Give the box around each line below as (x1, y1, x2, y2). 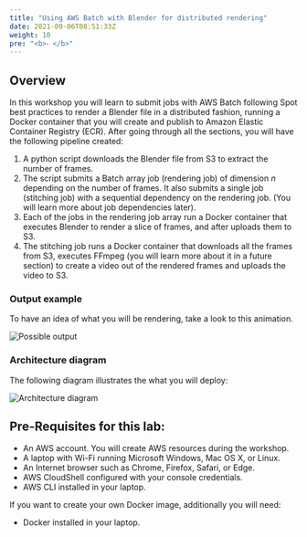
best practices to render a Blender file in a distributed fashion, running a (9, 107, 281, 118)
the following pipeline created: (9, 136, 123, 147)
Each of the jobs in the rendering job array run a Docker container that (22, 212, 288, 223)
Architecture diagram (9, 353, 107, 366)
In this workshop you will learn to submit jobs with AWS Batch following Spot (9, 97, 298, 108)
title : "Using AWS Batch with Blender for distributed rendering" (9, 13, 268, 23)
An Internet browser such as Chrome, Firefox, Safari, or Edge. (22, 462, 256, 473)
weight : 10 (9, 30, 51, 39)
